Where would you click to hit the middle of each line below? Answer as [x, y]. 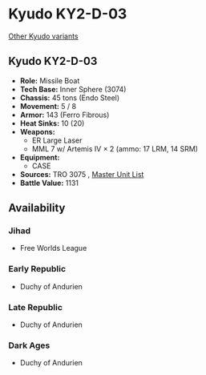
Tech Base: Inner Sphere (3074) [73, 89]
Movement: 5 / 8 [48, 106]
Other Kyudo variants [43, 36]
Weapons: [37, 131]
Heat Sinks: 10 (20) [52, 123]
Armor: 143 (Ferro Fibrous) [65, 115]
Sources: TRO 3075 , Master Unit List [82, 174]
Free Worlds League [53, 248]
